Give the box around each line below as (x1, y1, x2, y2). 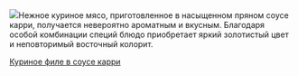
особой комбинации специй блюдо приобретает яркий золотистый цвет (9, 29, 289, 40)
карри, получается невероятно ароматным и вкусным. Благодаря (9, 20, 265, 30)
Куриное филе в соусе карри (9, 56, 121, 67)
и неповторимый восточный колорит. (9, 39, 154, 49)
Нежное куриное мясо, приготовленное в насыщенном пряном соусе (18, 10, 289, 21)
